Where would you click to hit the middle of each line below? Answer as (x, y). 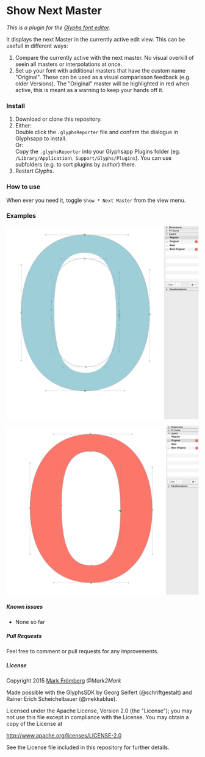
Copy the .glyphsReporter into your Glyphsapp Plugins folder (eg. (98, 152)
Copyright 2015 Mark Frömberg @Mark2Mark (64, 681)
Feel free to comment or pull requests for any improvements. (82, 651)
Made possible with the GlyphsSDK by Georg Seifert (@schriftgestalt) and (99, 692)
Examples (21, 216)
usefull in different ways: (37, 46)
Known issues (25, 606)
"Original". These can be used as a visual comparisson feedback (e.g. (103, 77)
